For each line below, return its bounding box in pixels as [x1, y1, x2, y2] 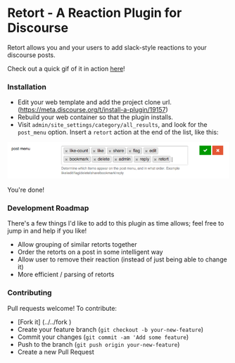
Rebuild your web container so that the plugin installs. [17, 113, 174, 121]
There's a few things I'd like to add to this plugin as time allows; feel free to [7, 219, 224, 228]
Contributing [7, 288, 52, 297]
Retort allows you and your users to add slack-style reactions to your [7, 43, 208, 51]
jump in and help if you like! [7, 227, 87, 235]
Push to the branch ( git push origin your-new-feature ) [17, 340, 180, 348]
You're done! [7, 185, 44, 195]
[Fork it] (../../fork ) [17, 317, 72, 326]
